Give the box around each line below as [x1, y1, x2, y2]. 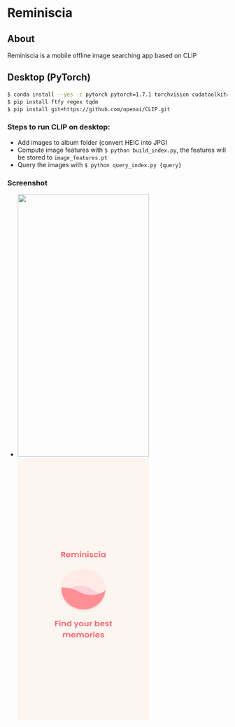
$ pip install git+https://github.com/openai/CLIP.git [7, 106, 171, 113]
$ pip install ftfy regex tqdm [7, 98, 99, 106]
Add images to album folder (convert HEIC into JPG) [17, 138, 168, 146]
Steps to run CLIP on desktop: [7, 122, 111, 132]
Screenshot [7, 178, 48, 188]
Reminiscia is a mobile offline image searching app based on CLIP [7, 51, 197, 59]
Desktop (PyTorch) [7, 71, 91, 83]
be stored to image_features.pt [17, 153, 108, 162]
